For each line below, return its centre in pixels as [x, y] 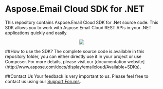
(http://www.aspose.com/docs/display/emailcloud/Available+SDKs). [73, 67]
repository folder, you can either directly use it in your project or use [73, 56]
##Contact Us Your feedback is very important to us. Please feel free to [77, 76]
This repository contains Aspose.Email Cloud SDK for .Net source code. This [82, 22]
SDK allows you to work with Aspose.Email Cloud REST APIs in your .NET [78, 27]
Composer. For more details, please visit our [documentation [66, 61]
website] [136, 61]
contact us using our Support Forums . [43, 81]
